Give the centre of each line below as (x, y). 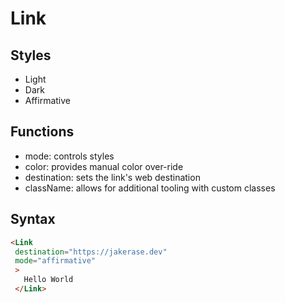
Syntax (33, 219)
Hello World (48, 280)
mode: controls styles (69, 156)
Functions (42, 132)
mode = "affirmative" (55, 261)
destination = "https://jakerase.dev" (91, 252)
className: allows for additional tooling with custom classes (150, 188)
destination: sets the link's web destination (112, 177)
